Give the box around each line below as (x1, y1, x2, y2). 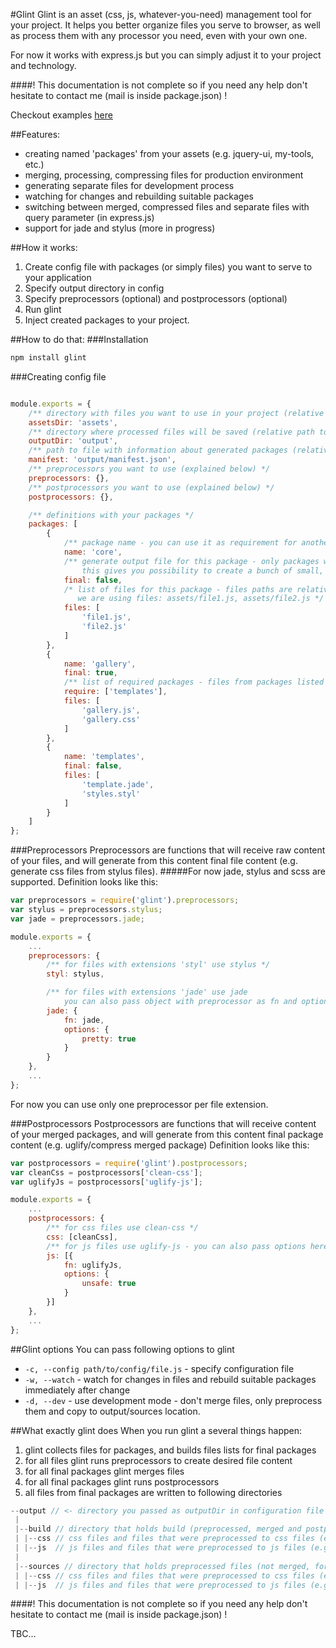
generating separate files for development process (24, 180, 235, 191)
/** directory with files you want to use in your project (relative (28, 408, 325, 418)
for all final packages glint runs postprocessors (24, 1475, 220, 1488)
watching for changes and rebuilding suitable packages (24, 190, 254, 202)
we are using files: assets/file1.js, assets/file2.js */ (77, 594, 325, 604)
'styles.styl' (81, 789, 141, 799)
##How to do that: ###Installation (10, 334, 149, 345)
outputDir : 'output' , (28, 436, 118, 446)
